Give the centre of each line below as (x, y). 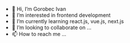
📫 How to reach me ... (39, 34)
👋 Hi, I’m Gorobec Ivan (39, 9)
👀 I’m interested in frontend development (61, 15)
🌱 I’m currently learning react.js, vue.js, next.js (68, 21)
